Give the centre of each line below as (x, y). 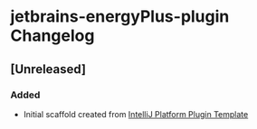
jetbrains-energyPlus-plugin (120, 17)
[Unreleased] (48, 69)
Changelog (52, 36)
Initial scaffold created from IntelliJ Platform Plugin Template (136, 114)
